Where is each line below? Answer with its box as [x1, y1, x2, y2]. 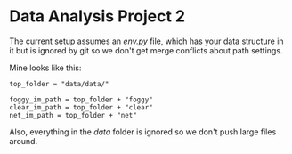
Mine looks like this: [9, 62, 82, 73]
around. [9, 135, 38, 146]
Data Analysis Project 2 [9, 6, 185, 27]
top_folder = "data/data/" [9, 79, 109, 88]
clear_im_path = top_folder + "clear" [9, 102, 153, 112]
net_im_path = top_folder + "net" [9, 110, 138, 119]
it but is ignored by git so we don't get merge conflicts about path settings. [9, 45, 283, 55]
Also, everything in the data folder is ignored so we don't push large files [9, 126, 277, 137]
